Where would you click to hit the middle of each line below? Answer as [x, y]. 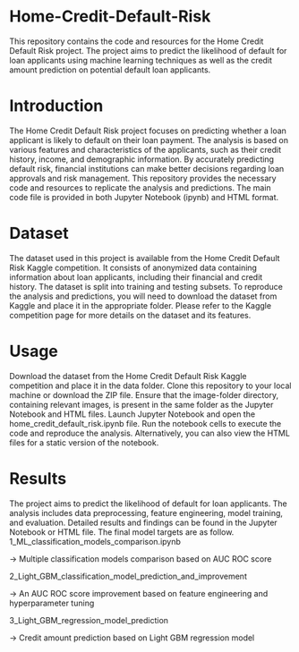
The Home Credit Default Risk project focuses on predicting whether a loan [148, 131]
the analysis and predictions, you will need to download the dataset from [143, 296]
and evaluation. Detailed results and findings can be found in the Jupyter [143, 522]
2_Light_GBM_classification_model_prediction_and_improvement [128, 576]
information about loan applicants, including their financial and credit [136, 277]
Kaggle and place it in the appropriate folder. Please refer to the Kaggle [140, 305]
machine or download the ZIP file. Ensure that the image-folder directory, [144, 394]
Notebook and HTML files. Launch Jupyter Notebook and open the [132, 414]
